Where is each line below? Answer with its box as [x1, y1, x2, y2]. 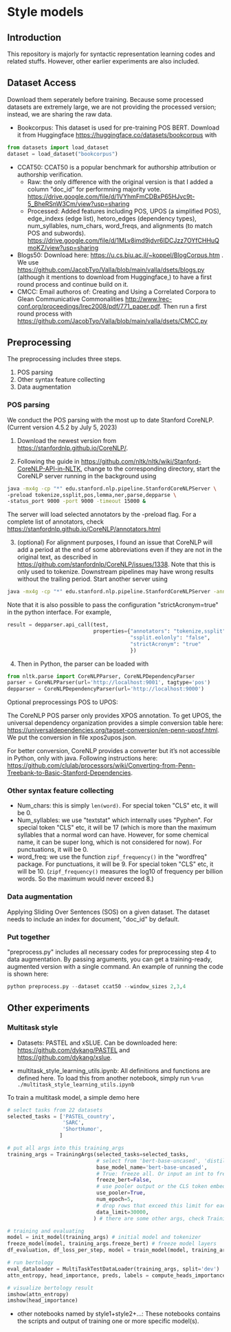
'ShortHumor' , [62, 1126, 103, 1133]
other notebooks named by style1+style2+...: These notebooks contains [16, 1310, 221, 1318]
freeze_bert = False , [96, 1176, 153, 1184]
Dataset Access [7, 77, 77, 89]
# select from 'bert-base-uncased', [96, 1157, 201, 1165]
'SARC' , [62, 1119, 85, 1127]
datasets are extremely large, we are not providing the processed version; [7, 103, 217, 111]
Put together [7, 932, 50, 941]
